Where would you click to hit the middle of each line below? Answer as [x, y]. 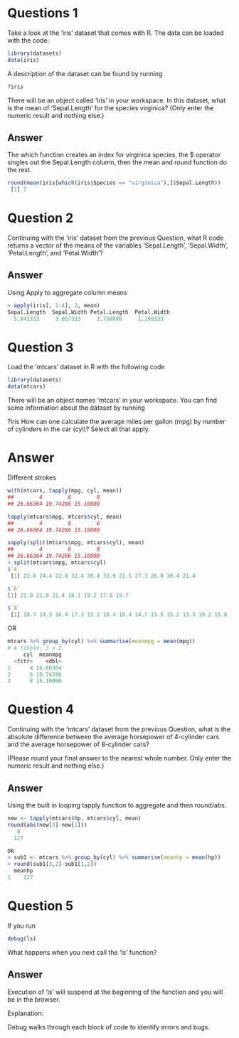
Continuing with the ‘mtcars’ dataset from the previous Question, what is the [119, 729]
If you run [21, 926]
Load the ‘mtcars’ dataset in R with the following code [86, 367]
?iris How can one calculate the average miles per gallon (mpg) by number [117, 422]
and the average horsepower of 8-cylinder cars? [78, 744]
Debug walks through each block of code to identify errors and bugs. [108, 1027]
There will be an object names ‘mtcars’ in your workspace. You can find [112, 401]
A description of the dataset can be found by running [85, 73]
